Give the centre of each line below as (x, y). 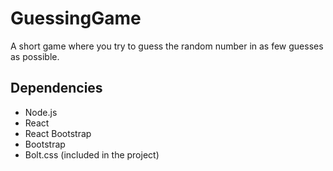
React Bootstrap (58, 133)
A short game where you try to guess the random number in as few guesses (167, 46)
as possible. (35, 56)
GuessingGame (76, 18)
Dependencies (56, 88)
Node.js (41, 112)
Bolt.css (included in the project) (92, 154)
